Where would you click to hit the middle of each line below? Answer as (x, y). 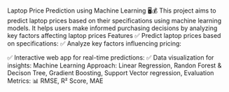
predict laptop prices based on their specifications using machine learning (114, 21)
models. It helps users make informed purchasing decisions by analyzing (112, 28)
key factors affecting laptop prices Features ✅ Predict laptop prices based (114, 35)
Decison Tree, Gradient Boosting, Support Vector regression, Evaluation (111, 73)
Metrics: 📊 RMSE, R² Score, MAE (55, 81)
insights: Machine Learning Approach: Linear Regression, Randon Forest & (114, 65)
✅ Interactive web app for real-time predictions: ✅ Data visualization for (111, 58)
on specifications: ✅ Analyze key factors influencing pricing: (95, 44)
